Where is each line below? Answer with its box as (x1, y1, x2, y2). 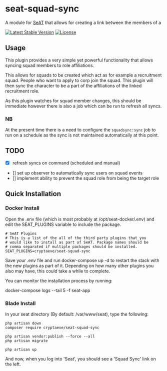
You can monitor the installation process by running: (5, 277, 112, 283)
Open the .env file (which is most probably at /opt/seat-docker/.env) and (5, 216, 154, 222)
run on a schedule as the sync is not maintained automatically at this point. (5, 132, 159, 138)
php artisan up (5, 347, 37, 352)
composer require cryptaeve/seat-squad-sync (5, 325, 99, 330)
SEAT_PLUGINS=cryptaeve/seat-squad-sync (5, 248, 91, 253)
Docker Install (5, 204, 40, 211)
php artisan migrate (5, 338, 48, 343)
